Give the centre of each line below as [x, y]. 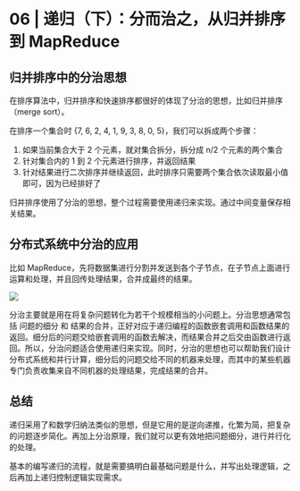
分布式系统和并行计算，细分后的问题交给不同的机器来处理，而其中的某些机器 [150, 359]
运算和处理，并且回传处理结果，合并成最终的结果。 [103, 278]
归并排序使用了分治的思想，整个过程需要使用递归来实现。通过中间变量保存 [146, 202]
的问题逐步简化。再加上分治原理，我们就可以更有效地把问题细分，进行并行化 [150, 436]
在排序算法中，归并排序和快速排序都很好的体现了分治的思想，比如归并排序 [146, 101]
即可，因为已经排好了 [61, 183]
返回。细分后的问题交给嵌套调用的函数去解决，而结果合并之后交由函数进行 [146, 336]
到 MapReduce [65, 42]
